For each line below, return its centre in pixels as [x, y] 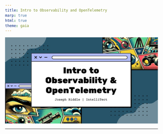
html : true [16, 20]
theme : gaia [17, 26]
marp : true [16, 15]
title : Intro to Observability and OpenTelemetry [56, 10]
